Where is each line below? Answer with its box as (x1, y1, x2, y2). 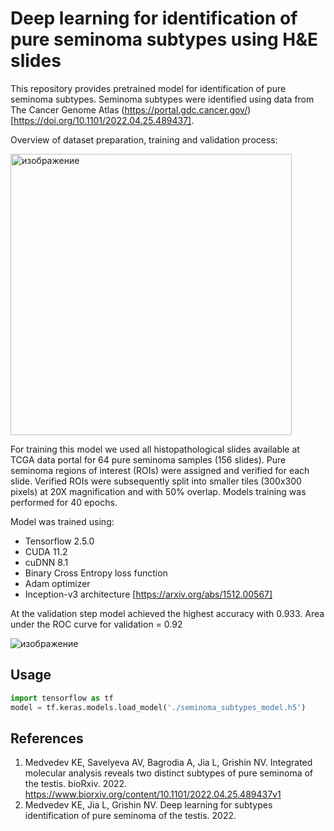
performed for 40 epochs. (10, 496, 118, 508)
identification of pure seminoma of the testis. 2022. (24, 810, 237, 822)
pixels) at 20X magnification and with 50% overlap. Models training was (10, 485, 307, 497)
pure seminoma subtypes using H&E (10, 28, 318, 51)
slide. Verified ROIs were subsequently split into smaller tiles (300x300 (10, 475, 302, 487)
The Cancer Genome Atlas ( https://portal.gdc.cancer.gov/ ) (10, 103, 252, 116)
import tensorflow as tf (10, 693, 114, 703)
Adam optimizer (24, 577, 91, 589)
